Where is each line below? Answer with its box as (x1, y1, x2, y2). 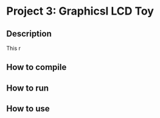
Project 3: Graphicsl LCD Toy (6, 4, 154, 18)
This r (6, 44, 21, 52)
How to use (6, 103, 50, 114)
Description (6, 29, 52, 39)
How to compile (6, 62, 67, 72)
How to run (6, 83, 49, 93)
